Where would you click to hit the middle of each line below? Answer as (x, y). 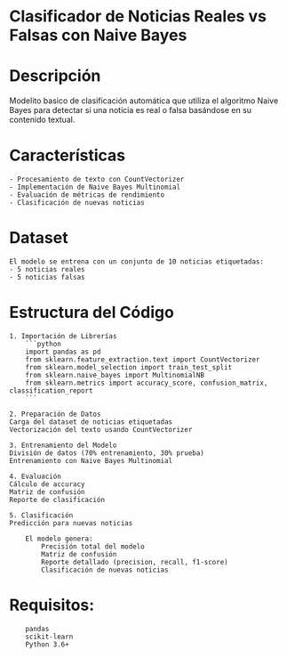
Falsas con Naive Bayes (98, 35)
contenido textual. (42, 120)
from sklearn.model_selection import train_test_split (129, 367)
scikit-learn (49, 637)
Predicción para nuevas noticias (71, 523)
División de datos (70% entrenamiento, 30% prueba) (107, 453)
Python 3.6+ (47, 644)
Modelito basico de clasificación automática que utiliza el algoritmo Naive (144, 101)
